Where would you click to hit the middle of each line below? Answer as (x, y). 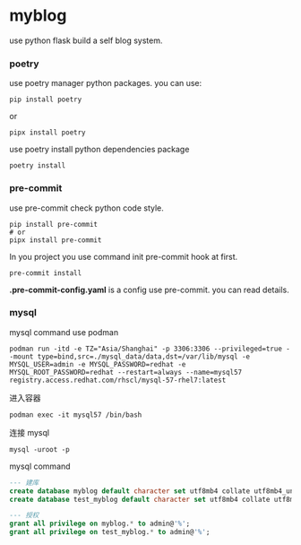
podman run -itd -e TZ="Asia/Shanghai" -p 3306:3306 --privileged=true (146, 349)
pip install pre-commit (54, 224)
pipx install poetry (48, 133)
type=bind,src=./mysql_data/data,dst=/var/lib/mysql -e (144, 356)
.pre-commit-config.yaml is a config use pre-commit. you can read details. (149, 290)
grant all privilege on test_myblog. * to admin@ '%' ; (110, 532)
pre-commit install (46, 273)
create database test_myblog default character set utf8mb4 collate (140, 499)
